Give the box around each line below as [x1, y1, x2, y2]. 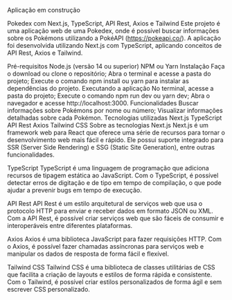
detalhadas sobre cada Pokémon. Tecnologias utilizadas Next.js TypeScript [7, 114, 222, 122]
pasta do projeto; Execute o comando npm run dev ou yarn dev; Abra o [7, 91, 210, 100]
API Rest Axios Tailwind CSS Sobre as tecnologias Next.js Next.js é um [7, 121, 209, 129]
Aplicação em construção [7, 6, 81, 14]
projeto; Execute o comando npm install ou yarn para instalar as [7, 77, 189, 85]
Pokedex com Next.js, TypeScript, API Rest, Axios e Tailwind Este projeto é [7, 19, 220, 27]
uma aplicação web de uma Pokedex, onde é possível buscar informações [7, 27, 220, 35]
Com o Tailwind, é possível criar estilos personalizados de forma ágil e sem [7, 278, 222, 286]
